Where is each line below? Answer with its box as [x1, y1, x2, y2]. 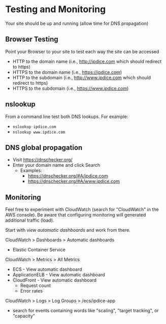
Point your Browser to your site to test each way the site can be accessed [5, 48, 159, 54]
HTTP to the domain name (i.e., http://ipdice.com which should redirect [12, 58, 162, 64]
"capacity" [12, 313, 36, 319]
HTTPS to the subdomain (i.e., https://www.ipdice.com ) [12, 85, 129, 91]
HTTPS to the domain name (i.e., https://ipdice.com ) [12, 69, 122, 75]
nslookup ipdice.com [12, 124, 56, 129]
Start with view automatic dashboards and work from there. [5, 227, 130, 233]
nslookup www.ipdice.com [12, 129, 65, 135]
